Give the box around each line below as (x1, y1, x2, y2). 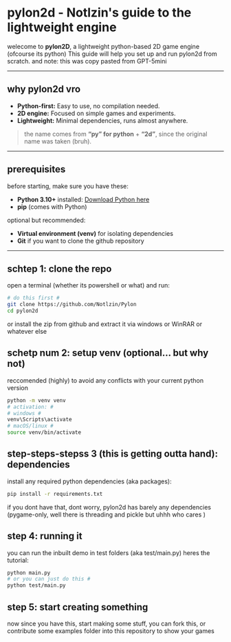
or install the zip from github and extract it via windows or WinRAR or (7, 320, 203, 328)
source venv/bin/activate (7, 429, 81, 436)
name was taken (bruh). (23, 137, 91, 146)
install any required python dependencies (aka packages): (7, 477, 172, 485)
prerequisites (7, 163, 66, 175)
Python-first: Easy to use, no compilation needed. (16, 101, 160, 110)
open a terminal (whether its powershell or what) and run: (7, 281, 170, 290)
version (7, 383, 29, 392)
